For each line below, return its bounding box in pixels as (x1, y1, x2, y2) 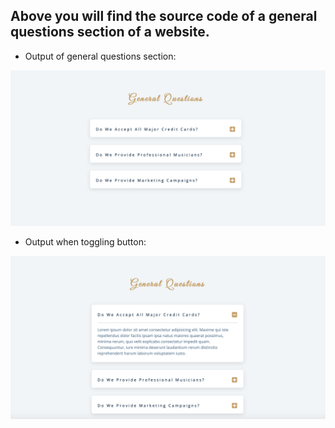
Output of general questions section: (24, 50, 177, 62)
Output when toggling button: (24, 235, 147, 248)
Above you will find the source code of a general (10, 8, 318, 25)
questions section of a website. (10, 24, 210, 41)
